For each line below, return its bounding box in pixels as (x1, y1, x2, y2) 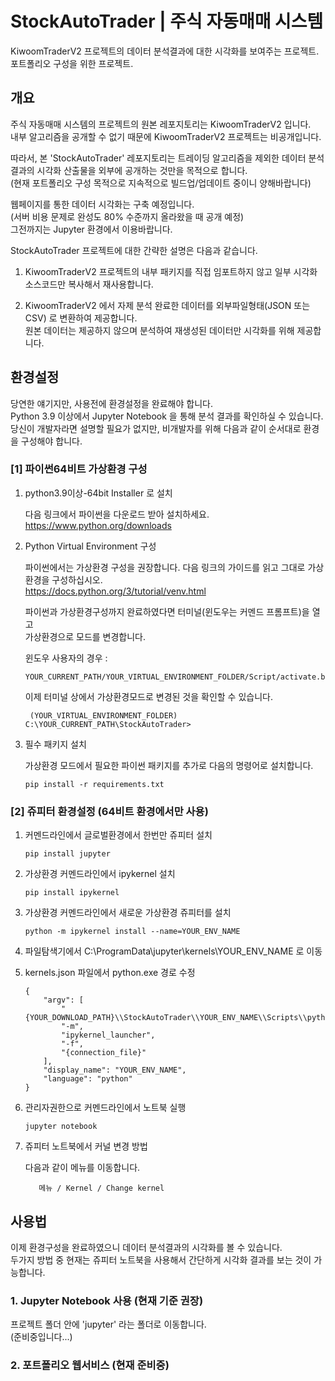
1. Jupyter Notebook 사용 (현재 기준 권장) (10, 1293, 204, 1307)
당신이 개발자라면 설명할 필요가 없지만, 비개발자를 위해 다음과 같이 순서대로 (10, 422, 302, 434)
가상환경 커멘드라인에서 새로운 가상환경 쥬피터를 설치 (24, 907, 232, 919)
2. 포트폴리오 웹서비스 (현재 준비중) (10, 1358, 170, 1372)
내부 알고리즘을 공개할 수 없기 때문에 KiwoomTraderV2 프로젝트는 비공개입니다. (10, 130, 322, 142)
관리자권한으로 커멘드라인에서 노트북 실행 (24, 1102, 187, 1114)
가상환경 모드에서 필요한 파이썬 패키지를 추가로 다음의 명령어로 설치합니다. (24, 759, 314, 771)
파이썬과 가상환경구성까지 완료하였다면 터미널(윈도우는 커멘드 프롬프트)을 (24, 605, 310, 617)
